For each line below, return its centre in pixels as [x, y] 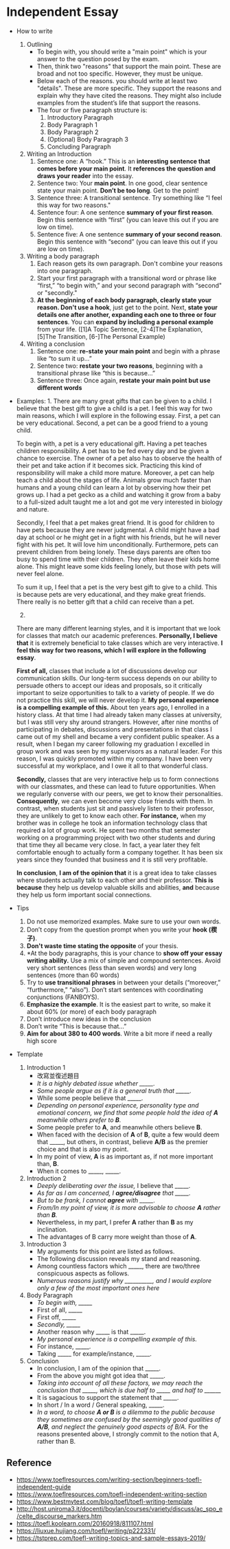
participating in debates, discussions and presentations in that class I [114, 729]
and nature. [33, 509]
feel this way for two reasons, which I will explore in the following [111, 650]
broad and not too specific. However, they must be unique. [120, 74]
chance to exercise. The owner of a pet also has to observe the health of [119, 458]
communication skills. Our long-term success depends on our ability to [117, 678]
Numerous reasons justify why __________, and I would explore [124, 1280]
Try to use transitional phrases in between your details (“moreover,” [124, 982]
